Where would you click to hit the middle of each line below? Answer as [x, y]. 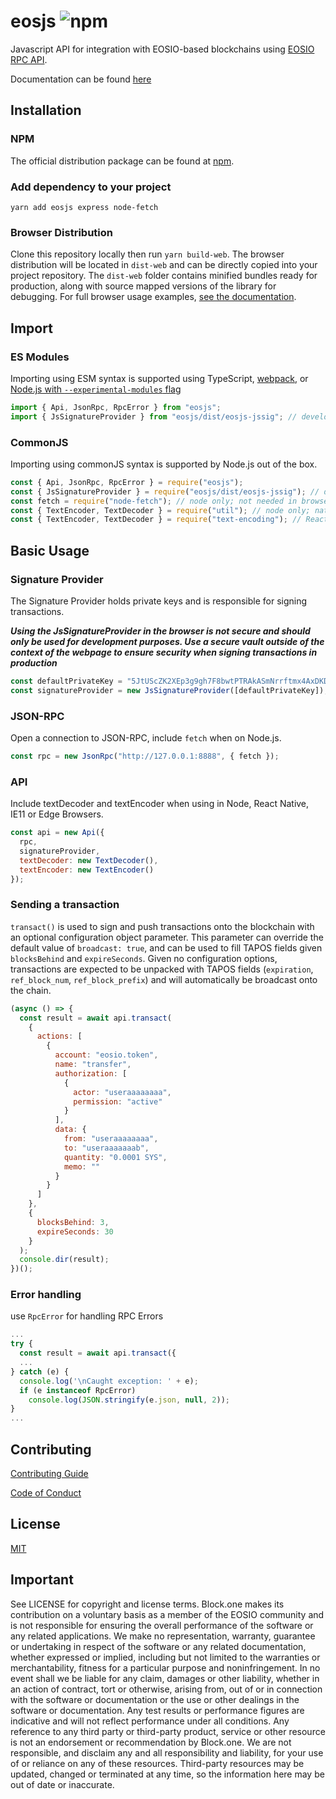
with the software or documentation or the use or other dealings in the [155, 1699]
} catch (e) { [40, 1371]
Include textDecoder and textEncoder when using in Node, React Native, [160, 804]
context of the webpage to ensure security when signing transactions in [164, 652]
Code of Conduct [46, 1493]
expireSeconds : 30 [75, 1231]
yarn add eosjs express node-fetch [84, 207]
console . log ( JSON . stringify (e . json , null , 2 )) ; [129, 1400]
